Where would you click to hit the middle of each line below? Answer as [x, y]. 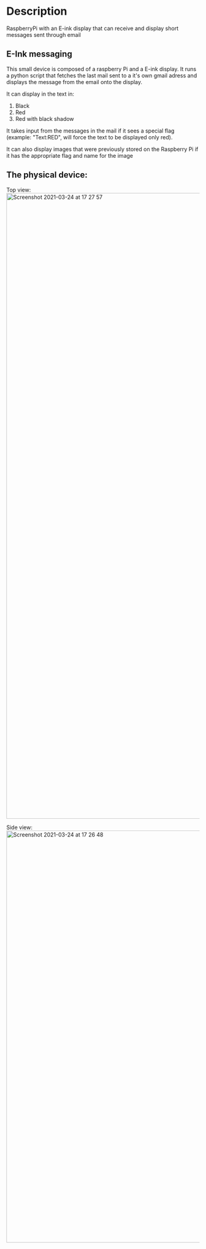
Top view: [19, 190]
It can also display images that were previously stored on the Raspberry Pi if [102, 149]
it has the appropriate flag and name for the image [70, 155]
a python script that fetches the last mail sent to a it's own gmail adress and [102, 75]
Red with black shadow [45, 118]
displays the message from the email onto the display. [74, 82]
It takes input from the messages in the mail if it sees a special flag [90, 131]
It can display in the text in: [40, 94]
